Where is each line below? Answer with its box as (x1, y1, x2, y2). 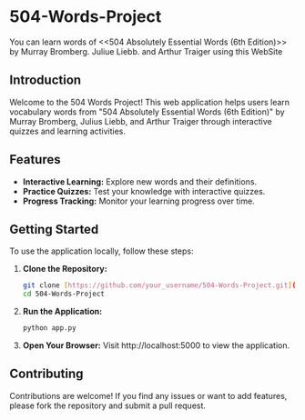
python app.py (22, 324, 76, 333)
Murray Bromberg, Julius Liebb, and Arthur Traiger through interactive (9, 115, 272, 126)
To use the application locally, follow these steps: (9, 245, 194, 256)
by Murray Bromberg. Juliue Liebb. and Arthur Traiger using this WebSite (9, 45, 283, 56)
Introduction (9, 73, 82, 88)
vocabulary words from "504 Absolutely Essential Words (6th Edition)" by (9, 106, 285, 117)
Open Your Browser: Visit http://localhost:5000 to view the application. (22, 340, 290, 351)
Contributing (9, 366, 84, 382)
